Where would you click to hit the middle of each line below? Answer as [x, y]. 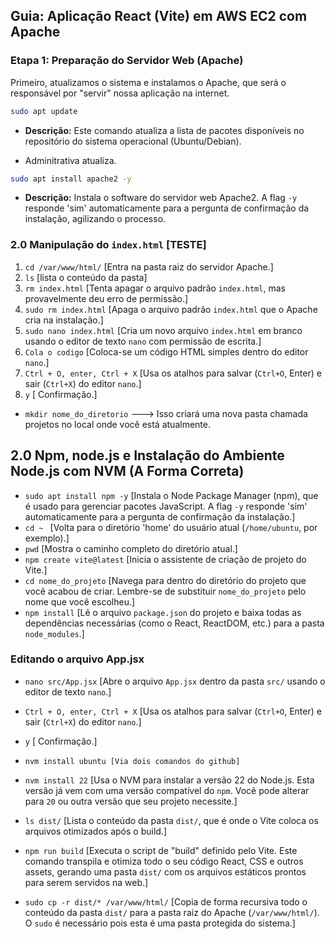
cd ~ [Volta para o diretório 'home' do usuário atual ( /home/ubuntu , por [171, 527]
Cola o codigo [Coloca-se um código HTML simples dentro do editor [166, 351]
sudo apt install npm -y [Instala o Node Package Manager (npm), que [171, 495]
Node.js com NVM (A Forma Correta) [127, 471]
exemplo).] [47, 538]
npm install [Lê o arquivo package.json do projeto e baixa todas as [163, 612]
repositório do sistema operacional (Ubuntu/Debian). [133, 141]
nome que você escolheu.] [80, 601]
